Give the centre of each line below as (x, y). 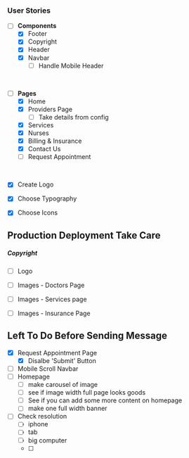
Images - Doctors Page (51, 285)
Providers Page (50, 109)
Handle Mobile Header (71, 65)
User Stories (29, 11)
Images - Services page (52, 299)
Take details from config (73, 117)
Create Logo (35, 184)
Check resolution (42, 416)
